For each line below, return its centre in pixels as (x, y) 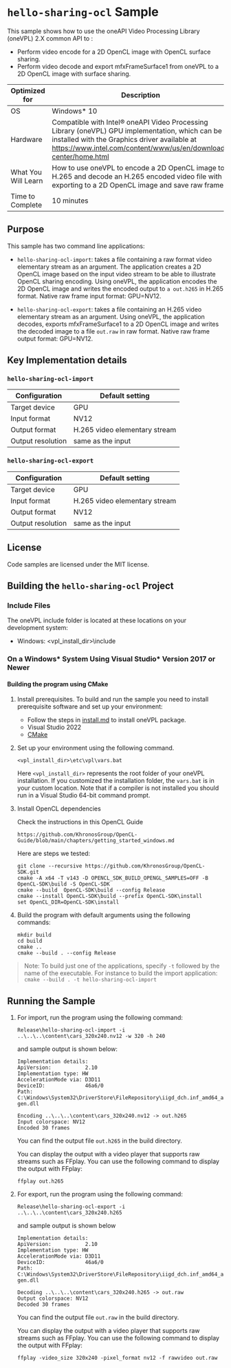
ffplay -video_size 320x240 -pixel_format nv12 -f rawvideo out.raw (117, 1358)
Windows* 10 (75, 111)
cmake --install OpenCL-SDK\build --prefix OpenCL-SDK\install (110, 897)
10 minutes (70, 201)
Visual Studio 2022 (54, 727)
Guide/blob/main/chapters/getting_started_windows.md (96, 841)
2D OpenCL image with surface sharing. (74, 74)
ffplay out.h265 (40, 1182)
